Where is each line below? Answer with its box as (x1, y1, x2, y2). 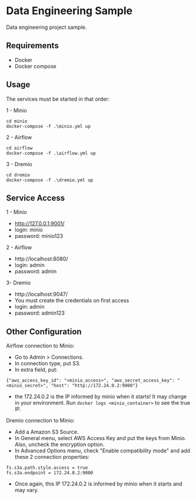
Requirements (6, 41, 59, 51)
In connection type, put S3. (14, 360, 81, 367)
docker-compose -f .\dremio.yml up (6, 177, 94, 183)
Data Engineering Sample (6, 4, 133, 18)
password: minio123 (14, 233, 64, 240)
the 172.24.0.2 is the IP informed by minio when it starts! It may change (14, 393, 187, 400)
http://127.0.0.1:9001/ (14, 220, 65, 227)
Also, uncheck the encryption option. (14, 441, 105, 448)
